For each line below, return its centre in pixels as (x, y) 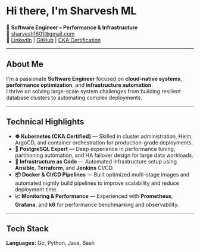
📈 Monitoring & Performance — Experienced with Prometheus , (94, 196)
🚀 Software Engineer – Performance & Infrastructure (72, 27)
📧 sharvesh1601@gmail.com (40, 33)
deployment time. (36, 189)
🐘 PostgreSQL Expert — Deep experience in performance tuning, (95, 149)
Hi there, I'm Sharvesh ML (71, 11)
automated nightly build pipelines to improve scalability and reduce (97, 183)
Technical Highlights (45, 122)
